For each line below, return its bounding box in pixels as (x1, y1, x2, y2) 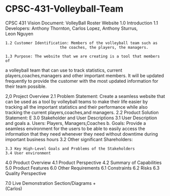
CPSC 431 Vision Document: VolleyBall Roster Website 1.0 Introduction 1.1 (5, 20, 158, 26)
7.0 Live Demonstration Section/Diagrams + (5, 180, 96, 186)
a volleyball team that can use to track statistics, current (5, 67, 123, 73)
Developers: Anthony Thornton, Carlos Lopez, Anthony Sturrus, (5, 25, 138, 31)
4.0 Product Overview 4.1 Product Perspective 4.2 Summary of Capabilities (5, 159, 162, 166)
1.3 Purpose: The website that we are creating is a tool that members (5, 54, 160, 59)
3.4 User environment (5, 150, 51, 155)
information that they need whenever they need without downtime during (5, 130, 158, 137)
